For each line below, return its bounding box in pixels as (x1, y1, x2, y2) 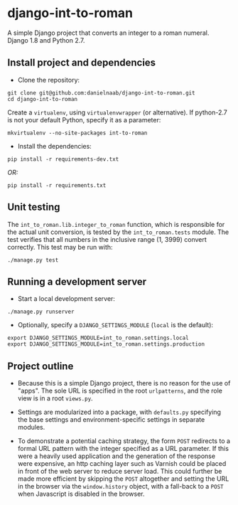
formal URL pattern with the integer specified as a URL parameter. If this (17, 445, 229, 453)
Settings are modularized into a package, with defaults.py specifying (17, 408, 222, 417)
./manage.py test (7, 256, 59, 264)
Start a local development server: (17, 294, 116, 303)
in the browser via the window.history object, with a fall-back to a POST (17, 482, 224, 491)
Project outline (7, 360, 74, 372)
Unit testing (7, 201, 60, 213)
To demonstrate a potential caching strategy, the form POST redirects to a (17, 437, 231, 445)
